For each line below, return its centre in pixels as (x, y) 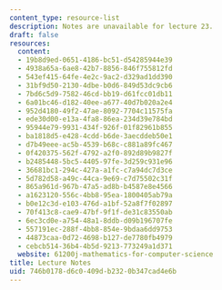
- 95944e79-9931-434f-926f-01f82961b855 (95, 128)
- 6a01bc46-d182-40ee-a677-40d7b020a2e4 (95, 102)
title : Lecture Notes (50, 263)
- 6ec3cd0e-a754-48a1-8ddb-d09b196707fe (95, 220)
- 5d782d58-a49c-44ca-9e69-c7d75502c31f (95, 178)
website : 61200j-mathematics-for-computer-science (116, 255)
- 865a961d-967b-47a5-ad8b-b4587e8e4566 (95, 187)
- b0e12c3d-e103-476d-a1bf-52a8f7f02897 (95, 204)
